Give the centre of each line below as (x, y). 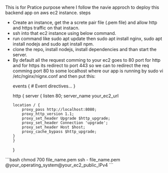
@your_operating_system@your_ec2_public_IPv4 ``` (59, 165)
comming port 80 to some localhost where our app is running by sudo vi (88, 71)
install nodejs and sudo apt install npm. (53, 44)
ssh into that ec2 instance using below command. (64, 33)
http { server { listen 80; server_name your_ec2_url (66, 96)
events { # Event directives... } (44, 86)
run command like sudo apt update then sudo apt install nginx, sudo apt (87, 38)
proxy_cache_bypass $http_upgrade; (59, 132)
